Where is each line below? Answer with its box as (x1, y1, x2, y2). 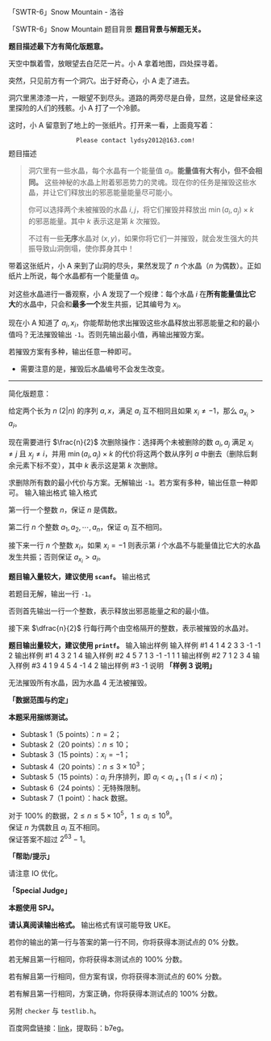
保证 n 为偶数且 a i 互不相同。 (8, 822, 105, 834)
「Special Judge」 (8, 886, 72, 895)
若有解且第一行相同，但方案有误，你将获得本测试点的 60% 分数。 (8, 971, 227, 981)
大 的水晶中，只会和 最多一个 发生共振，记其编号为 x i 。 (8, 299, 186, 311)
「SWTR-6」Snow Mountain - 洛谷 (8, 7, 124, 16)
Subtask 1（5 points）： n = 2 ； (19, 730, 122, 739)
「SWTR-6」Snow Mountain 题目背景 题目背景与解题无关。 (8, 24, 206, 34)
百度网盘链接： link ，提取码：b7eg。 (8, 1023, 129, 1033)
